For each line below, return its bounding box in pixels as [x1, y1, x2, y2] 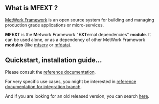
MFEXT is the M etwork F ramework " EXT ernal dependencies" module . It [5, 31, 151, 37]
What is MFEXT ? [5, 4, 58, 12]
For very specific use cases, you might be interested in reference [5, 78, 136, 84]
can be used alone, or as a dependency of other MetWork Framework [5, 37, 146, 42]
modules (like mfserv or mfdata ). [5, 42, 72, 48]
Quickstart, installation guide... [5, 56, 102, 64]
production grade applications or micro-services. [5, 22, 104, 28]
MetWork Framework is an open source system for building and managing [5, 17, 154, 22]
